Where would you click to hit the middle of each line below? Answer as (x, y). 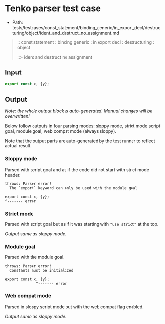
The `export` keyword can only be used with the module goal (74, 188)
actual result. (18, 146)
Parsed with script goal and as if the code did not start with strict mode (77, 169)
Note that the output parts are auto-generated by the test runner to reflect (80, 141)
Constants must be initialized (42, 271)
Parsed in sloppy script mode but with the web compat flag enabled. (74, 307)
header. (13, 175)
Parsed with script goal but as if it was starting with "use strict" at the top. (82, 224)
